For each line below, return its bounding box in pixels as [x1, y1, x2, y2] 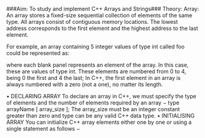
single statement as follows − [6, 125, 81, 132]
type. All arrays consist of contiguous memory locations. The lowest [6, 18, 179, 25]
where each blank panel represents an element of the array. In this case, [6, 61, 189, 68]
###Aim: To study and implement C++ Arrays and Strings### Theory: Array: [6, 5, 199, 12]
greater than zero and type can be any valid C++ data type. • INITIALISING [6, 112, 195, 119]
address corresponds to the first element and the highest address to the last [6, 24, 199, 32]
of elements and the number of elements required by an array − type [6, 99, 179, 106]
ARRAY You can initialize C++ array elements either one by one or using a [6, 118, 192, 126]
